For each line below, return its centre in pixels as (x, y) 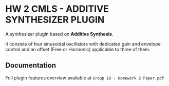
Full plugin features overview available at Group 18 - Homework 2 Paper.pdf (85, 78)
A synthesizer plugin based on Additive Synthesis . (59, 34)
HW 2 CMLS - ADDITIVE (57, 9)
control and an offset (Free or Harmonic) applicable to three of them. (78, 49)
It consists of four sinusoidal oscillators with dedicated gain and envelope (83, 44)
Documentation (31, 65)
